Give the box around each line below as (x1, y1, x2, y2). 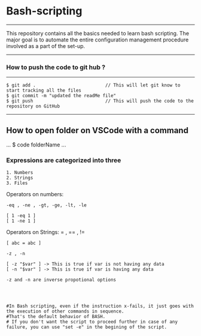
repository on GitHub (6, 103, 60, 109)
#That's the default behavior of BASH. (6, 314, 106, 320)
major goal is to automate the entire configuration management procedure (6, 36, 189, 43)
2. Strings (6, 175, 33, 181)
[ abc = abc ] (6, 240, 42, 247)
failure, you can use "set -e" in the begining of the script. (6, 324, 167, 331)
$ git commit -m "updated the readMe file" (6, 93, 117, 99)
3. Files (6, 180, 28, 187)
